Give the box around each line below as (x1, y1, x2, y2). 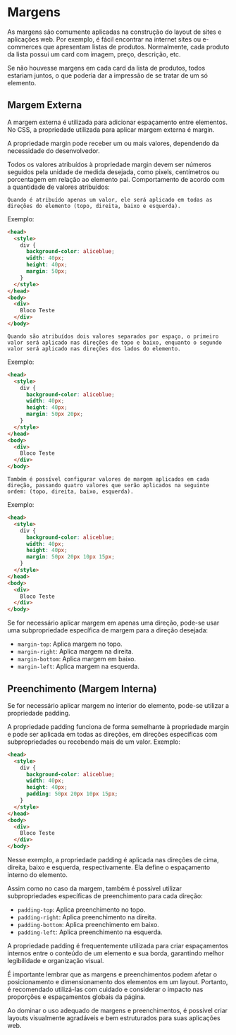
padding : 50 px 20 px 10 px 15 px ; (25, 790, 118, 797)
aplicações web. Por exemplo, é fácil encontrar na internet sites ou (7, 35, 201, 43)
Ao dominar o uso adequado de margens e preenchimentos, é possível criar (7, 1006, 228, 1015)
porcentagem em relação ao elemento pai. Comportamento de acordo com (7, 175, 225, 183)
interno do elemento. (7, 871, 68, 879)
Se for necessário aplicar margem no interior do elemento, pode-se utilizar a (7, 701, 230, 709)
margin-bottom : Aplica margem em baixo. (17, 655, 136, 663)
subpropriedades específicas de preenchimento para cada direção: (7, 892, 203, 900)
